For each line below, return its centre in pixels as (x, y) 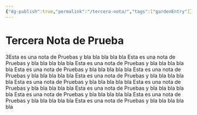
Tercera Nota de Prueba (65, 40)
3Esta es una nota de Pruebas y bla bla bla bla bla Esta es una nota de (91, 57)
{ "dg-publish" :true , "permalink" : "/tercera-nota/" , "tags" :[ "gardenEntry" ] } (99, 11)
